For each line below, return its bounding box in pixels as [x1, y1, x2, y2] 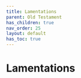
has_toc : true [6, 36, 41, 42]
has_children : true [6, 19, 54, 25]
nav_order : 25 [6, 25, 41, 31]
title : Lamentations [6, 8, 57, 15]
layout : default [6, 31, 46, 37]
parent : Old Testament [6, 14, 62, 20]
